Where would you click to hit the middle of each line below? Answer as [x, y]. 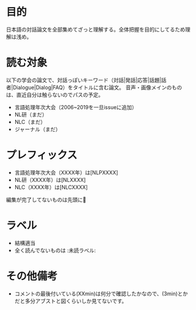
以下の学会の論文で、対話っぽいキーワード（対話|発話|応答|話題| [84, 80]
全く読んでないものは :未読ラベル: [55, 250]
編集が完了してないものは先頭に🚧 [46, 200]
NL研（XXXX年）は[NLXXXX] [50, 180]
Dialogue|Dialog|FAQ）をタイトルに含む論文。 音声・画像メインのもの [97, 87]
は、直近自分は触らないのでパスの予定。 [55, 95]
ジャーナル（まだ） [38, 129]
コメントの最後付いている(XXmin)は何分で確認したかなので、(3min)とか [101, 294]
